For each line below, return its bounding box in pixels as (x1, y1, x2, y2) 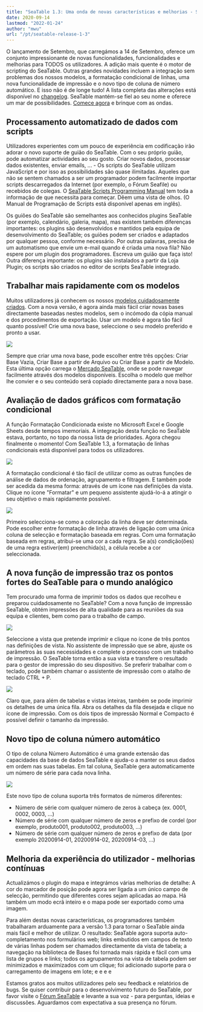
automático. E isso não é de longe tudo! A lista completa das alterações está (6, 86, 196, 94)
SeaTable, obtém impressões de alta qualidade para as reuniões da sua (6, 606, 184, 614)
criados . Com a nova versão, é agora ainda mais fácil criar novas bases (6, 303, 184, 310)
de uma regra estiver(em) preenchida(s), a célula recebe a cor (6, 543, 161, 551)
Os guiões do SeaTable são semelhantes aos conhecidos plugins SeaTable (6, 212, 192, 219)
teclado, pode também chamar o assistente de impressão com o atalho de (6, 667, 191, 675)
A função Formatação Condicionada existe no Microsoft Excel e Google (6, 421, 184, 428)
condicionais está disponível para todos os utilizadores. (6, 446, 145, 453)
